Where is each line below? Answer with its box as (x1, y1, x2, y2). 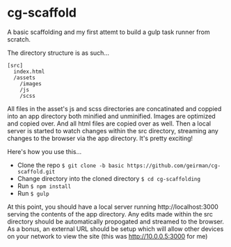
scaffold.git (17, 168, 56, 175)
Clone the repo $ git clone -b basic (17, 161, 125, 169)
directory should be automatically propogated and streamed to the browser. (7, 217, 225, 225)
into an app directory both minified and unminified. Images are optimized (7, 112, 216, 120)
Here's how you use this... (7, 147, 82, 155)
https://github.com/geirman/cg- (127, 162, 221, 169)
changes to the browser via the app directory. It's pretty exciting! (7, 134, 193, 142)
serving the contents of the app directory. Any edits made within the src (7, 210, 214, 218)
